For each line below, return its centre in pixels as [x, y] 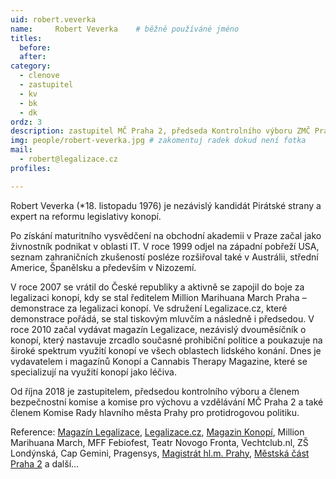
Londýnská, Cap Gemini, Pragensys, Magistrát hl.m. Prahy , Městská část [160, 453]
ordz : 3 [26, 122]
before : [35, 47]
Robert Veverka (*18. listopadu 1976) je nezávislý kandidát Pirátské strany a [166, 205]
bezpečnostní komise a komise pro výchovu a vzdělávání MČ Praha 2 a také [167, 402]
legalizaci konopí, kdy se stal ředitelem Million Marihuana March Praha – [158, 297]
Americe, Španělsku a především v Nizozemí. [103, 267]
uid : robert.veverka [53, 19]
